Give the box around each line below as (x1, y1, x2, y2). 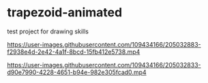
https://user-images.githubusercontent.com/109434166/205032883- (7, 40, 201, 48)
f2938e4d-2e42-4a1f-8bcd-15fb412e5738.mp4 (7, 48, 140, 56)
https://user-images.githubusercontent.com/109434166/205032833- (7, 61, 201, 69)
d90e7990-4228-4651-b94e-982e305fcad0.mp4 (7, 68, 147, 76)
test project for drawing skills (7, 27, 89, 35)
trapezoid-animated (7, 5, 123, 20)
